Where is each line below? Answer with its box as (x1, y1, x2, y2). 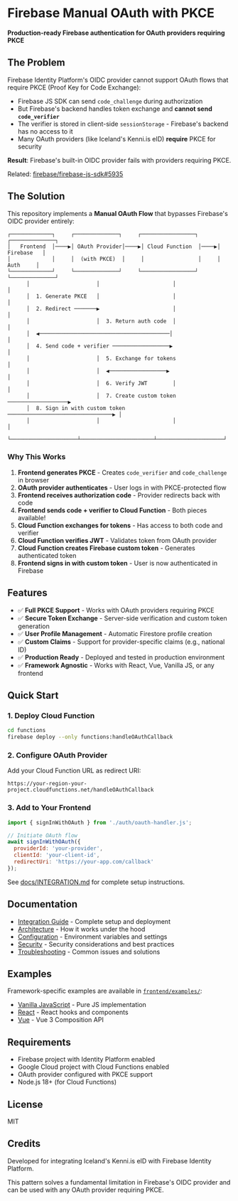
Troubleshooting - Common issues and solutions (17, 947, 161, 956)
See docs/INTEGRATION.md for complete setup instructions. (7, 878, 185, 886)
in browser (17, 475, 50, 484)
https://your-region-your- (7, 780, 87, 787)
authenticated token (17, 551, 77, 559)
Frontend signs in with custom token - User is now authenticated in (17, 559, 218, 567)
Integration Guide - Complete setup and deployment (17, 917, 171, 925)
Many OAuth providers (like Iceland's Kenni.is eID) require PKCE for (17, 134, 216, 143)
